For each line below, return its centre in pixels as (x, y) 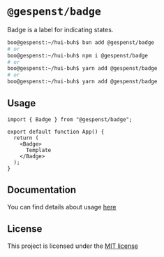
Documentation (42, 190)
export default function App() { (56, 132)
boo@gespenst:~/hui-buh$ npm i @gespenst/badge (78, 55)
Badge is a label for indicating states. (60, 29)
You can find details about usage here (62, 207)
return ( (26, 138)
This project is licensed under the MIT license (73, 246)
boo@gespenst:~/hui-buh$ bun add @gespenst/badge (81, 42)
